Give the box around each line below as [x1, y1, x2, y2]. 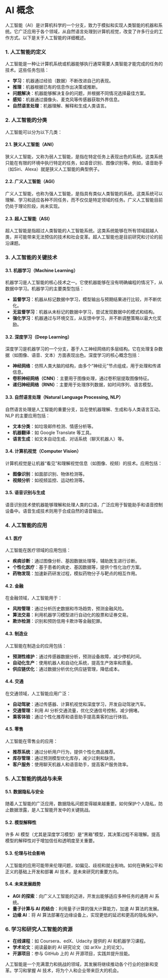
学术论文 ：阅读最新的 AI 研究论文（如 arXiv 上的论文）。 [12, 944, 126, 950]
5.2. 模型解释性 [5, 819, 36, 825]
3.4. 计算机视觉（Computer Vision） [5, 448, 81, 454]
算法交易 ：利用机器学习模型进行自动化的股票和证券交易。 [12, 612, 131, 618]
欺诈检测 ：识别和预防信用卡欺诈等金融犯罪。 [12, 618, 105, 624]
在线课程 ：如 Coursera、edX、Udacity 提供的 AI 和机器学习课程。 [12, 938, 148, 944]
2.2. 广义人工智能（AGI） [5, 179, 57, 185]
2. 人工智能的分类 [5, 116, 47, 123]
